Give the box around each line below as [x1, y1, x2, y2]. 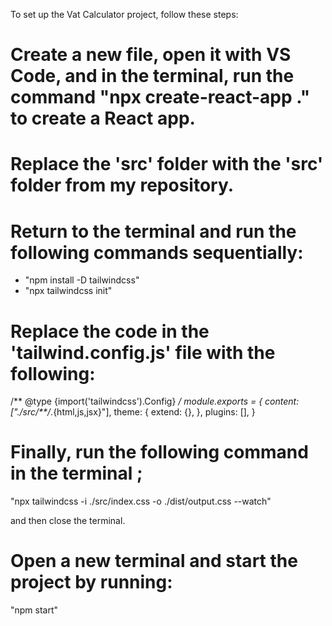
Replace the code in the [10, 320, 210, 343]
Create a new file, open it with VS [10, 44, 292, 66]
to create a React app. [10, 107, 196, 130]
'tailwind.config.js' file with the [10, 341, 276, 364]
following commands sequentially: [10, 241, 304, 264]
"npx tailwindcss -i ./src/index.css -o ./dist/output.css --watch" [10, 495, 272, 508]
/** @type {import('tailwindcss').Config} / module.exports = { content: [10, 395, 300, 408]
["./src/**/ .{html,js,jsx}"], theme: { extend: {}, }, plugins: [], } [10, 406, 256, 418]
